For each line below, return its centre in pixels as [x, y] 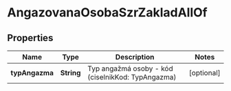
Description [135, 57]
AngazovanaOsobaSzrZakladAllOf [107, 13]
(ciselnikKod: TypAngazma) [132, 77]
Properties [30, 38]
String [70, 73]
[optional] [205, 73]
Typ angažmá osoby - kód [130, 68]
